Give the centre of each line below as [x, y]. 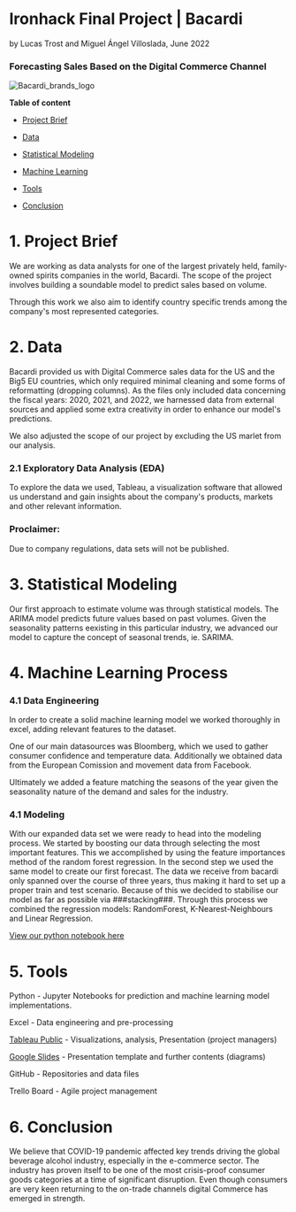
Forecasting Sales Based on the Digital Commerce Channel [138, 66]
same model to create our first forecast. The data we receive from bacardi [144, 871]
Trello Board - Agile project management [83, 1091]
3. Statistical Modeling [94, 584]
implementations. [41, 1006]
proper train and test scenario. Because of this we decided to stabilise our [144, 891]
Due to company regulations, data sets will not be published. [119, 548]
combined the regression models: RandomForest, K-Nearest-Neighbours [141, 909]
